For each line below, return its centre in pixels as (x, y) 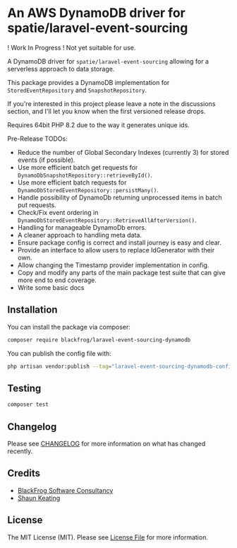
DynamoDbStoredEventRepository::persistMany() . (88, 190)
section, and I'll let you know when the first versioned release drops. (107, 111)
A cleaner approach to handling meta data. (80, 235)
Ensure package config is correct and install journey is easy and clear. (120, 243)
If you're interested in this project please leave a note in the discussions (111, 103)
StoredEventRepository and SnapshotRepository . (77, 90)
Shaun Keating (39, 498)
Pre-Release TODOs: (38, 139)
